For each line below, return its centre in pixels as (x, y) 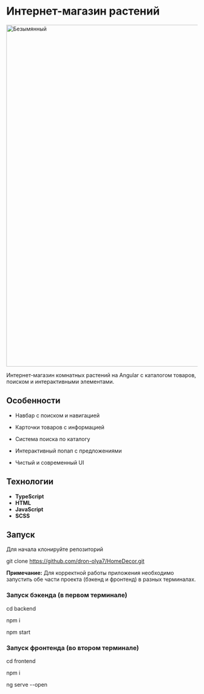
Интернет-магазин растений (83, 11)
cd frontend (21, 661)
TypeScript (29, 496)
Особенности (33, 401)
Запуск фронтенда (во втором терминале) (73, 648)
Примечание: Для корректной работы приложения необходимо (90, 573)
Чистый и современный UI (49, 462)
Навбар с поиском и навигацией (57, 415)
